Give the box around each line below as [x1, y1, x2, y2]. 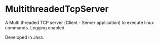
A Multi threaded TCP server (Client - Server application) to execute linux [5, 20, 154, 25]
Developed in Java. [5, 34, 44, 40]
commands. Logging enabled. [5, 24, 66, 30]
